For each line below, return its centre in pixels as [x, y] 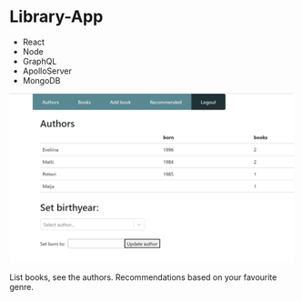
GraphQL [40, 61]
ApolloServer [47, 71]
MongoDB [41, 80]
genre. [22, 287]
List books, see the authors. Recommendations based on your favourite [143, 277]
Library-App [56, 17]
